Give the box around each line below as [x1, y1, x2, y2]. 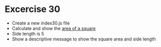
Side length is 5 [12, 30, 45, 36]
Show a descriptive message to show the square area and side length [12, 36, 156, 42]
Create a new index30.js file [12, 20, 70, 26]
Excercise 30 [5, 3, 61, 15]
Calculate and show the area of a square [12, 25, 96, 31]
